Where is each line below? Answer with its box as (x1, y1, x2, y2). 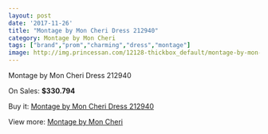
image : (8, 49, 30, 57)
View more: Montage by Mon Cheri (8, 117, 124, 126)
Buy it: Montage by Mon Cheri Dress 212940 (8, 101, 154, 111)
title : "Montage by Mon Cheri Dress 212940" (8, 26, 159, 34)
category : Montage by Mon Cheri (8, 33, 116, 42)
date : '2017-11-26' (8, 19, 73, 27)
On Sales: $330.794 (8, 86, 76, 96)
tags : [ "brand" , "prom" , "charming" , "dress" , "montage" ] (8, 41, 191, 49)
